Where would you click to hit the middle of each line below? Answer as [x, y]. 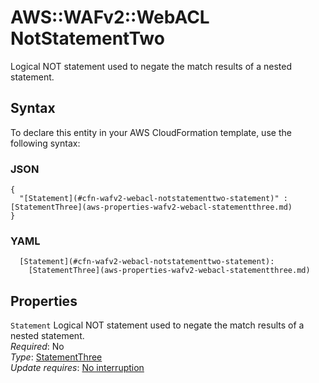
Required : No [37, 347]
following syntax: [45, 143]
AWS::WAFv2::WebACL [110, 17]
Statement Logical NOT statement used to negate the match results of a [157, 325]
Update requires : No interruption [77, 368]
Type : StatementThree [56, 357]
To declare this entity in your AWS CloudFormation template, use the [151, 132]
